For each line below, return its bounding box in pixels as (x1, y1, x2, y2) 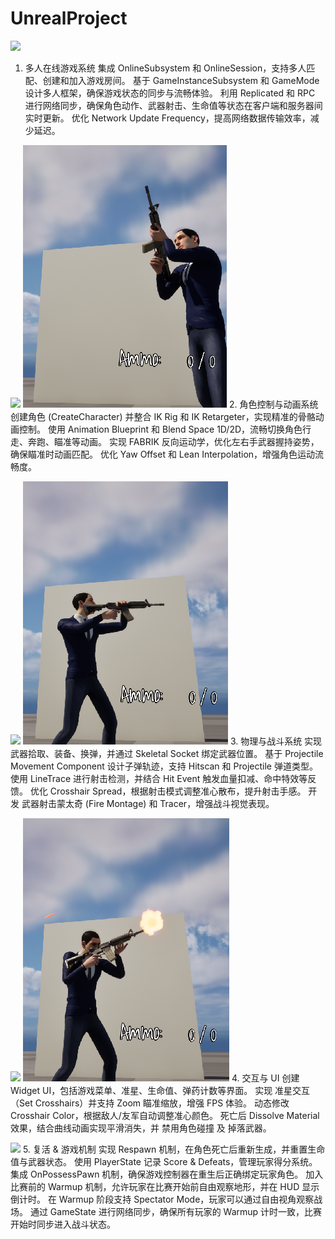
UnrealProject (10, 7, 128, 30)
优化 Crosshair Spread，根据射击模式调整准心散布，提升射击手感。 (29, 785, 307, 797)
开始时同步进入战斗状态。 (10, 1218, 116, 1230)
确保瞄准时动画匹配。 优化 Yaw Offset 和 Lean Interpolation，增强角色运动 (10, 448, 316, 460)
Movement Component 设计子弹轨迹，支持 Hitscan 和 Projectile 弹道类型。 (10, 760, 318, 772)
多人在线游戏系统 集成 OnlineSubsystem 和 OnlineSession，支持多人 (24, 62, 307, 74)
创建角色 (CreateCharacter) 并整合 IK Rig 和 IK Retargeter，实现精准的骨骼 (10, 410, 316, 422)
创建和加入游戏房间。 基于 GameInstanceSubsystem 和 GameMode (42, 74, 320, 86)
